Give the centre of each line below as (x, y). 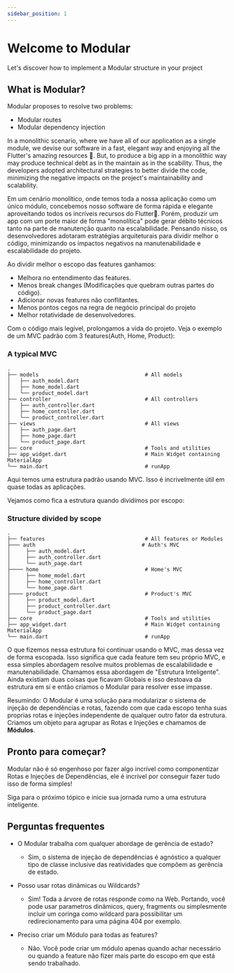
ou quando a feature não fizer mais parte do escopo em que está (121, 956)
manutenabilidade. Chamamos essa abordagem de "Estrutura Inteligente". (114, 672)
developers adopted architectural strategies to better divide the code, (107, 170)
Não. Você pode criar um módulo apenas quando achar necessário (124, 948)
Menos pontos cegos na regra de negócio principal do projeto (107, 307)
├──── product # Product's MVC (100, 594)
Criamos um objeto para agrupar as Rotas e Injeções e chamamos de (107, 722)
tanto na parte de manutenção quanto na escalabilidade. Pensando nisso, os (117, 228)
